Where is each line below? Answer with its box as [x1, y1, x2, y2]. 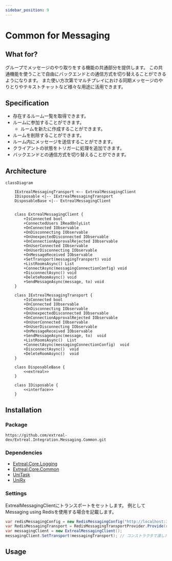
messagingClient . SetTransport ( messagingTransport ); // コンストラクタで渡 [5, 533, 161, 538]
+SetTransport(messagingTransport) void [24, 257, 111, 262]
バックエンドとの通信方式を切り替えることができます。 [12, 152, 129, 158]
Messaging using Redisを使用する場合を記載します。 [5, 509, 117, 515]
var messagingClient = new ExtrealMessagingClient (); [5, 529, 123, 534]
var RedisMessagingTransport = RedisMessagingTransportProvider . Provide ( [5, 523, 166, 529]
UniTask [12, 472, 30, 478]
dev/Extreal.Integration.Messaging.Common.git [5, 437, 106, 442]
